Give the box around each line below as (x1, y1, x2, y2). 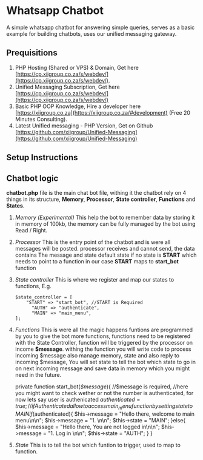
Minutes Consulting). (15, 115, 68, 123)
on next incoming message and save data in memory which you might (15, 365, 190, 372)
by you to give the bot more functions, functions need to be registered (15, 332, 191, 340)
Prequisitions (6, 48, 58, 58)
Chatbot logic (6, 173, 59, 183)
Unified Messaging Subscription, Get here (15, 83, 120, 90)
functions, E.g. (15, 282, 52, 289)
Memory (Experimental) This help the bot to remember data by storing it (15, 214, 195, 221)
